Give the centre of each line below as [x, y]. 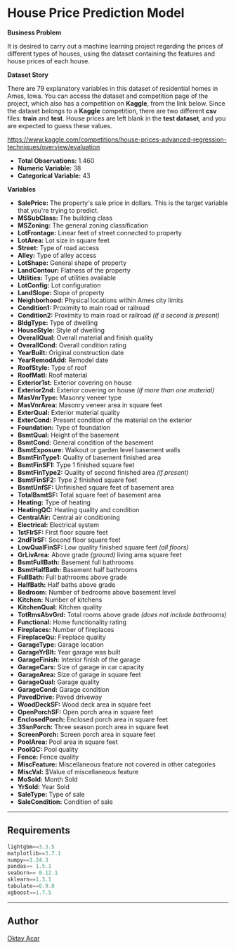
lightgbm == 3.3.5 [31, 847]
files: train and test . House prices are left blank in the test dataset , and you [117, 118]
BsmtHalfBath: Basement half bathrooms [78, 569]
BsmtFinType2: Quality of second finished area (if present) [103, 472]
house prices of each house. [48, 61]
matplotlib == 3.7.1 [34, 853]
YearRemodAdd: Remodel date [63, 360]
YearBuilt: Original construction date [71, 352]
